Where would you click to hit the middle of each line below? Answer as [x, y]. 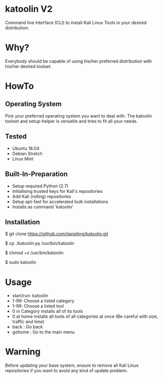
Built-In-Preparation [36, 174]
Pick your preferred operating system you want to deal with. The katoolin [79, 116]
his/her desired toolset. [28, 66]
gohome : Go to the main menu [43, 332]
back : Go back [27, 327]
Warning [23, 352]
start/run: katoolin [30, 296]
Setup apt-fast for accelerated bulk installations [60, 201]
